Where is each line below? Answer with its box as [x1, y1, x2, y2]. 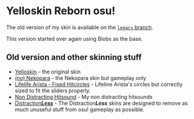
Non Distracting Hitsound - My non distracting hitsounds [14, 93, 153, 100]
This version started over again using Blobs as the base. [6, 35, 143, 42]
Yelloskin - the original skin [14, 68, 81, 75]
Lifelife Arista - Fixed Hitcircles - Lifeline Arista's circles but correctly [14, 81, 183, 88]
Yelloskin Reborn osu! [6, 4, 115, 18]
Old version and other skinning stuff [6, 52, 142, 63]
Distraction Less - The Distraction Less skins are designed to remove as [14, 99, 188, 107]
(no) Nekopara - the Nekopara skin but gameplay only [14, 74, 147, 81]
